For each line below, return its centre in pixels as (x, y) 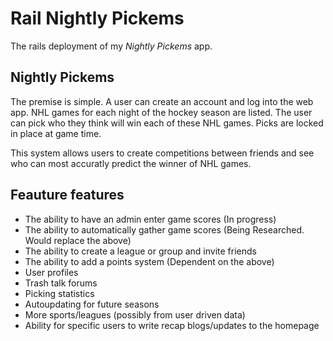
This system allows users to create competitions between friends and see (162, 153)
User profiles (51, 272)
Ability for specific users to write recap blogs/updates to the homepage (172, 325)
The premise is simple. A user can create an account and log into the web (162, 101)
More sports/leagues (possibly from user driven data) (135, 314)
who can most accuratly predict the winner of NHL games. (131, 163)
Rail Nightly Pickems (97, 18)
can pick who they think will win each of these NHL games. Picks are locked (167, 123)
